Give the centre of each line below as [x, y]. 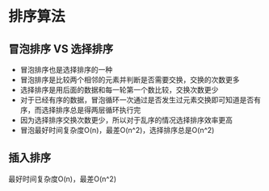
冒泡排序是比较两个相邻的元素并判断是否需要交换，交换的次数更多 [130, 80]
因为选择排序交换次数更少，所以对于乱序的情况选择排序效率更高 [126, 120]
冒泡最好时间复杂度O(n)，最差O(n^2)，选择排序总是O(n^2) [117, 130]
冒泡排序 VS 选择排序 [61, 49]
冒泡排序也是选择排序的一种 [66, 70]
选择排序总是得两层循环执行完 [91, 110]
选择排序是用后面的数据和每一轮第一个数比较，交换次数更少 [119, 90]
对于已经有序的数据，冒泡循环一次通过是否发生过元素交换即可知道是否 [137, 100]
